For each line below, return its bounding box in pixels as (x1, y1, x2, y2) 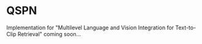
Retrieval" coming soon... (17, 30, 81, 37)
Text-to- (175, 24, 196, 31)
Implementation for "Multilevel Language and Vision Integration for (6, 24, 174, 31)
